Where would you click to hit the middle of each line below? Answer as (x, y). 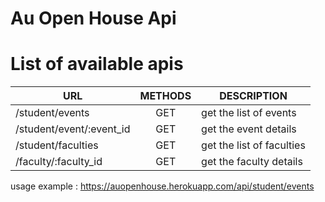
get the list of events (249, 113)
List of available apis (97, 64)
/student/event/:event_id (73, 129)
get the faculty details (252, 162)
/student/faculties (57, 145)
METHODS (165, 96)
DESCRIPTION (253, 96)
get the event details (249, 129)
